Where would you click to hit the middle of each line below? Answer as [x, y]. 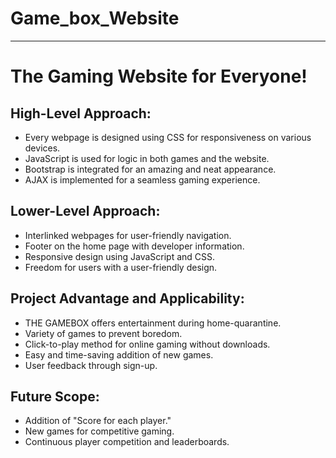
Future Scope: [55, 396]
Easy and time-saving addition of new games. [119, 354]
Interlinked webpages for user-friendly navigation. [128, 235]
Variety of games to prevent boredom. [103, 333]
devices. [42, 148]
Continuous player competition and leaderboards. [127, 442]
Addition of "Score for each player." [98, 421]
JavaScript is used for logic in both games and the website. [147, 158]
